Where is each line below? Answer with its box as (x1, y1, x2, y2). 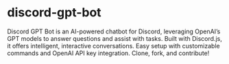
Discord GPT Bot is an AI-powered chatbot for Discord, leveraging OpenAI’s (7, 27, 221, 35)
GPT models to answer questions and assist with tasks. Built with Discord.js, (7, 34, 223, 42)
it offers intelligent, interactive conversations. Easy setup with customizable (7, 42, 221, 50)
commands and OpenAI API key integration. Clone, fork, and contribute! (7, 49, 210, 57)
